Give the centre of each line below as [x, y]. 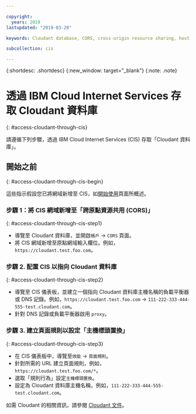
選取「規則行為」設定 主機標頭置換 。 [56, 378]
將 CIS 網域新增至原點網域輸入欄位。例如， [66, 243]
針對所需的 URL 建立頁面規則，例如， [60, 363]
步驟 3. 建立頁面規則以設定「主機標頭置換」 [67, 331]
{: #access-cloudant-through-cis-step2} [55, 280]
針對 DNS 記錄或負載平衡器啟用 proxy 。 [62, 314]
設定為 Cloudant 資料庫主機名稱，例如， [63, 385]
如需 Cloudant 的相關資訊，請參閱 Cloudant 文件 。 [67, 405]
